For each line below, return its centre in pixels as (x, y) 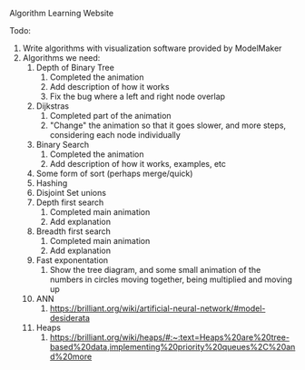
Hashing (52, 183)
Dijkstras (53, 106)
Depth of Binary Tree (75, 68)
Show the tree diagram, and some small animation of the (155, 270)
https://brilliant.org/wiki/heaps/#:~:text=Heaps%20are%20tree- (170, 337)
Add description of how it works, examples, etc (138, 164)
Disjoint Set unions (71, 193)
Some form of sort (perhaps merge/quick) (114, 173)
